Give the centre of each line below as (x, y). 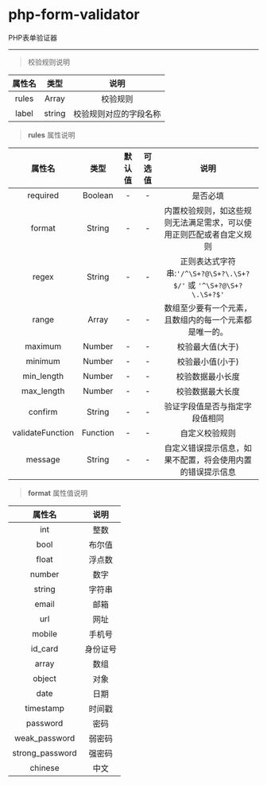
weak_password (45, 738)
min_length (43, 376)
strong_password (44, 752)
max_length (43, 391)
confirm (43, 412)
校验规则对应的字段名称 (117, 114)
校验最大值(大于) (208, 346)
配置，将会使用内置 (216, 460)
